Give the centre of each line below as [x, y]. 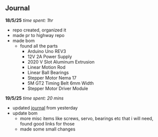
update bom [25, 113]
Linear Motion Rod [46, 67]
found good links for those [47, 123]
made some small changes [48, 129]
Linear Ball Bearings [48, 72]
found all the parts [39, 46]
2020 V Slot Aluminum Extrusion [61, 61]
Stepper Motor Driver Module [58, 88]
